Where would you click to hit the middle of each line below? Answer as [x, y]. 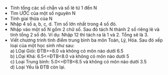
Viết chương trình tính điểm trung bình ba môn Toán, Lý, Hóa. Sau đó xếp [86, 40]
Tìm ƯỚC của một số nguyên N [43, 13]
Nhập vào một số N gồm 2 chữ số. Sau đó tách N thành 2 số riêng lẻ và [85, 29]
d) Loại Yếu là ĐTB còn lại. [38, 67]
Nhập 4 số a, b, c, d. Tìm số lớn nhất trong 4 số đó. [63, 24]
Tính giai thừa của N [31, 18]
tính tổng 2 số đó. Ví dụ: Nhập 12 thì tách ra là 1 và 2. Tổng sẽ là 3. [79, 35]
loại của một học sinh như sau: [42, 45]
